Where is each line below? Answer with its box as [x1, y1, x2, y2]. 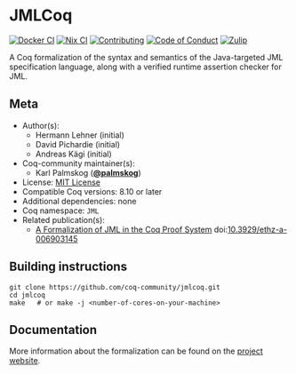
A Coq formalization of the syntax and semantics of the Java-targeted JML [9, 52, 284, 62]
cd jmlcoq [9, 290, 46, 299]
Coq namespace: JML [21, 205, 100, 216]
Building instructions [9, 259, 127, 275]
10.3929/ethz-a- [227, 224, 287, 235]
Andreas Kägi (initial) [35, 148, 113, 159]
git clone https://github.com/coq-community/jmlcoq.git [9, 282, 220, 291]
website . [9, 355, 41, 366]
